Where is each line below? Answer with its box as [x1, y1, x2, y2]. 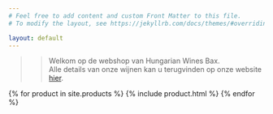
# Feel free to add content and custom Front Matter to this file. [8, 11, 242, 20]
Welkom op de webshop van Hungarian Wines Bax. [48, 56, 221, 65]
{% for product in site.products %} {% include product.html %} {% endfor [8, 89, 256, 99]
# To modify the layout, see [8, 19, 107, 27]
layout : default [8, 34, 63, 42]
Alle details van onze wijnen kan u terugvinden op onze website [48, 65, 262, 74]
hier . [48, 74, 63, 83]
